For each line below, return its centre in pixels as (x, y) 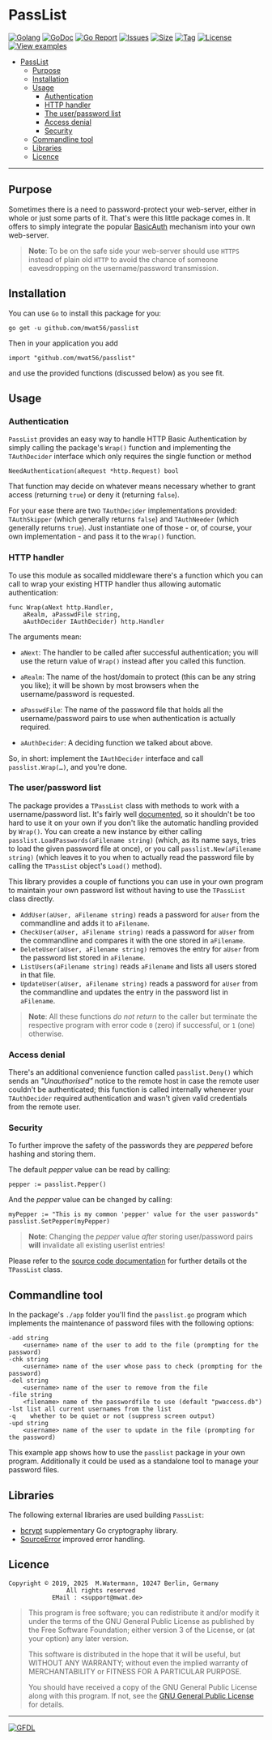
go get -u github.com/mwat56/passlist (74, 328)
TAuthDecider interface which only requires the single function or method (130, 457)
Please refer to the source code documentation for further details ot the (128, 1261)
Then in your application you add (64, 343)
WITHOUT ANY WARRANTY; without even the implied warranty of (138, 1663)
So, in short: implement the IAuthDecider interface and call (106, 758)
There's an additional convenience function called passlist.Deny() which (131, 1072)
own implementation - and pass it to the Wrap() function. (102, 536)
